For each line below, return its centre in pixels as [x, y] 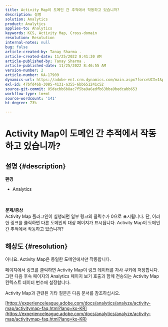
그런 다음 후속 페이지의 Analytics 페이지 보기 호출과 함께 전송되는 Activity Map [82, 276]
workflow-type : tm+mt [28, 94]
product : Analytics [25, 24]
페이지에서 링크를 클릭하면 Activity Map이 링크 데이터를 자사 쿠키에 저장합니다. [82, 270]
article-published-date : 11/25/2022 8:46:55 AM [56, 66]
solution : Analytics [27, 19]
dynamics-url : [20, 80]
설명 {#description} [35, 166]
